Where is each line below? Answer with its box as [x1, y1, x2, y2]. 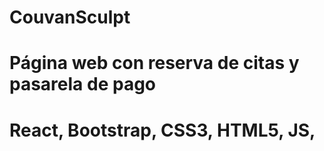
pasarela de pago [9, 73, 156, 96]
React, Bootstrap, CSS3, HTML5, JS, [9, 119, 316, 141]
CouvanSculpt [9, 6, 131, 29]
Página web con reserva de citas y [9, 52, 300, 75]
